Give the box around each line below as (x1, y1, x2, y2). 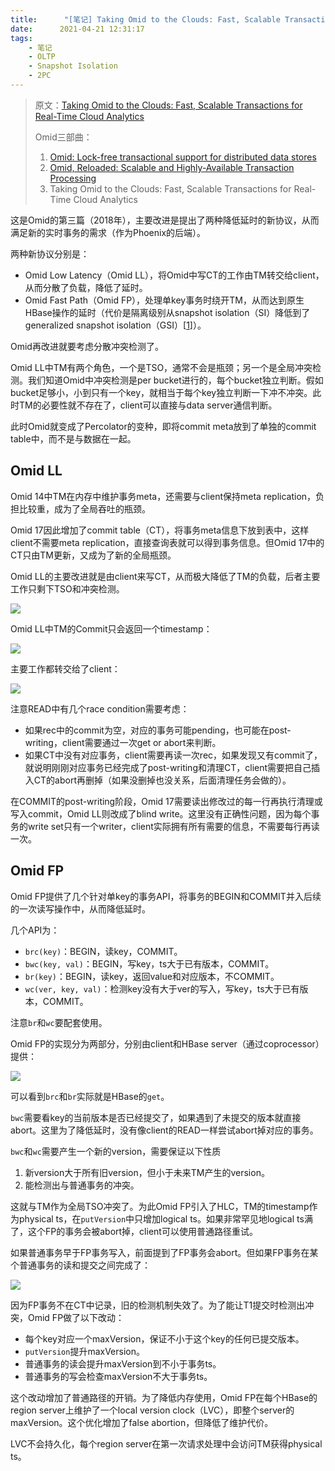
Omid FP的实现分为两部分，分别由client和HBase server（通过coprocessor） (10, 1037, 325, 1050)
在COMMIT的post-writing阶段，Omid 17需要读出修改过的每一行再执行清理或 (10, 795, 323, 807)
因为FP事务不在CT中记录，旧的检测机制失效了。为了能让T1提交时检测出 (10, 1299, 306, 1311)
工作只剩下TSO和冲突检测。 (10, 582, 125, 595)
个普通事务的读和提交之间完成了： (10, 1259, 151, 1271)
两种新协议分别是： (10, 247, 90, 260)
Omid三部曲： (34, 131, 93, 143)
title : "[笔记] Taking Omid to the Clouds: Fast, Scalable (10, 14, 281, 25)
